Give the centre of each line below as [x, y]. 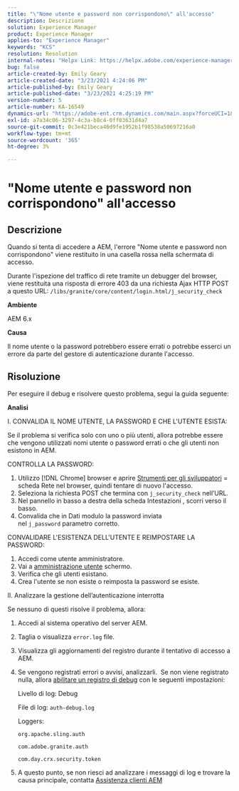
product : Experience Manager [51, 34]
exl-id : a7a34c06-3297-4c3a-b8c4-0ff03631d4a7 [78, 120]
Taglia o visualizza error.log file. [66, 637]
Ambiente [22, 305]
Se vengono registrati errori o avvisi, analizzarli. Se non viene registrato [123, 672]
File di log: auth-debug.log [56, 707]
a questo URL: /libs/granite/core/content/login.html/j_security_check [115, 291]
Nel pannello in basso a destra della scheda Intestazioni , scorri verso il [122, 500]
